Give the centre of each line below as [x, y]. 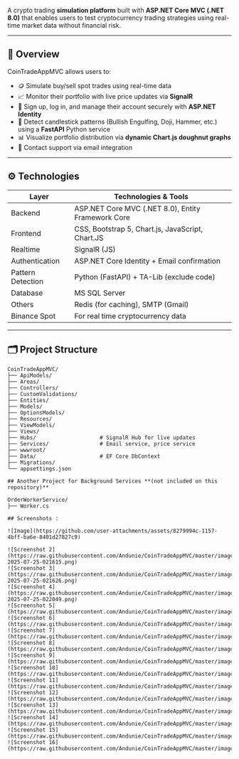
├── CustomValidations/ [43, 394]
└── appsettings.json [39, 469]
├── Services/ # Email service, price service [101, 444]
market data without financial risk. [71, 25]
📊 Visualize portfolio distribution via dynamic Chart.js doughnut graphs [124, 137]
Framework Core [102, 217]
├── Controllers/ [33, 388]
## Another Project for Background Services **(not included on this [113, 481]
